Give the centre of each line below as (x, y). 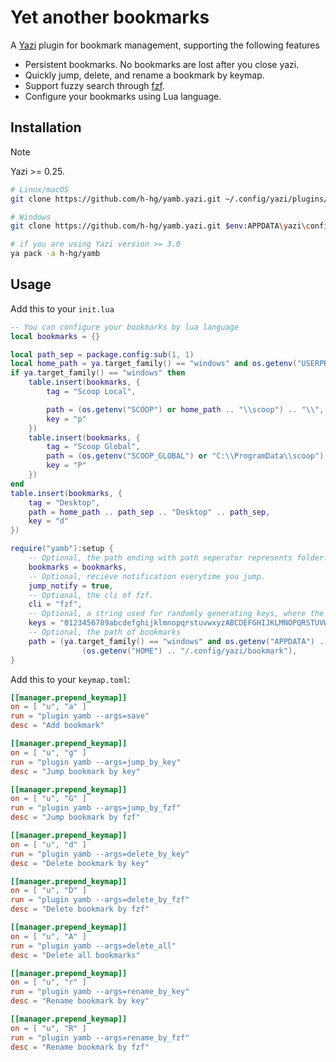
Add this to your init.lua (62, 308)
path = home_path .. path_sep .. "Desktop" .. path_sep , (149, 512)
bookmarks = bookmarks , (78, 567)
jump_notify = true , (71, 586)
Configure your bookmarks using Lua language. (123, 96)
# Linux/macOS (40, 189)
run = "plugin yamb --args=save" (80, 716)
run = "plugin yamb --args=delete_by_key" (100, 854)
